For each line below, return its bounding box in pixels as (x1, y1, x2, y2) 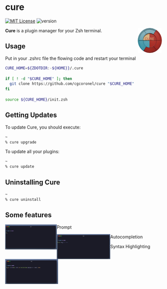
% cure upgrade (5, 140, 37, 144)
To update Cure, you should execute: (5, 124, 81, 130)
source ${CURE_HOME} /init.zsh (5, 97, 68, 102)
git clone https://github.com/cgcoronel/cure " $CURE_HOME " (9, 81, 135, 86)
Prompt (57, 224, 72, 230)
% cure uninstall (5, 197, 41, 202)
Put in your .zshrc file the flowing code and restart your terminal (5, 55, 136, 61)
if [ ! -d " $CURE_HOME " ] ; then (5, 76, 72, 81)
